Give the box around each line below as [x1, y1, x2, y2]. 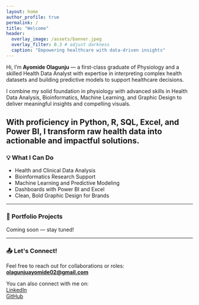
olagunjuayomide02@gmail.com [6, 269, 89, 276]
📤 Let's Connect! [6, 246, 57, 255]
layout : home [6, 8, 38, 15]
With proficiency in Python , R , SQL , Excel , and [6, 117, 179, 127]
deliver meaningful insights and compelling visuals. [6, 100, 131, 107]
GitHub [6, 293, 24, 300]
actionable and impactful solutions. [6, 136, 140, 146]
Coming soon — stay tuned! [6, 226, 74, 233]
